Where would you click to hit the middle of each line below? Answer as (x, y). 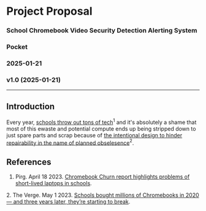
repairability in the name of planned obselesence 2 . (70, 142)
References (29, 162)
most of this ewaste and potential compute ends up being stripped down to (101, 129)
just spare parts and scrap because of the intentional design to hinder (94, 135)
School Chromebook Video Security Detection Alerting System (102, 31)
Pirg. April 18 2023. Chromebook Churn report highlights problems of (102, 177)
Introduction (31, 106)
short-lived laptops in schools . (53, 183)
